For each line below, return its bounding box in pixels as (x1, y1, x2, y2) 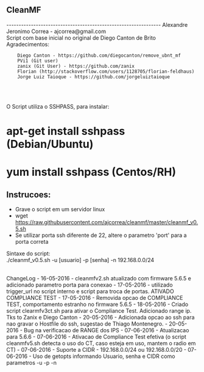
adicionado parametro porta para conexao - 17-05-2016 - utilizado (6, 281, 173, 288)
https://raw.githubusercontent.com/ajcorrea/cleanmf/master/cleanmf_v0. (15, 219, 199, 225)
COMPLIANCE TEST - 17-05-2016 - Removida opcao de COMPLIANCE (6, 294, 183, 301)
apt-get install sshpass (6, 125, 125, 138)
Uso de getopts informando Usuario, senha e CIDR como (32, 352, 175, 360)
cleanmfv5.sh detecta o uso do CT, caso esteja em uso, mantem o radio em (6, 340, 196, 347)
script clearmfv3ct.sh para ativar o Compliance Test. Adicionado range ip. (6, 307, 192, 314)
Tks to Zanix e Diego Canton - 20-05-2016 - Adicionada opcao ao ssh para (6, 314, 195, 321)
